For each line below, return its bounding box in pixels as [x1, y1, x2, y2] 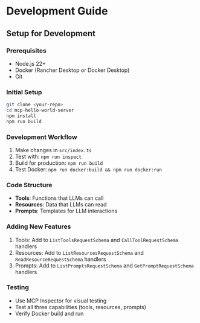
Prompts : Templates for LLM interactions [15, 207, 118, 215]
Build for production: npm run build [15, 159, 103, 167]
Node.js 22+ [15, 60, 47, 67]
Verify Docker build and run [15, 310, 84, 317]
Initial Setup [6, 88, 42, 96]
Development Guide [6, 4, 108, 18]
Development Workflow [6, 133, 77, 141]
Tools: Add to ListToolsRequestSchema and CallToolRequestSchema [15, 236, 179, 243]
